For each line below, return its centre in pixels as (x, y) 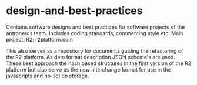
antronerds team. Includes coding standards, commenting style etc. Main (95, 33)
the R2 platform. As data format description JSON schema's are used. (91, 57)
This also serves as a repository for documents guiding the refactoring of (95, 50)
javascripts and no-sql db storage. (48, 76)
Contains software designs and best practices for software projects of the (96, 27)
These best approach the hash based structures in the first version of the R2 (99, 63)
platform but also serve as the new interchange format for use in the (89, 69)
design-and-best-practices (74, 11)
